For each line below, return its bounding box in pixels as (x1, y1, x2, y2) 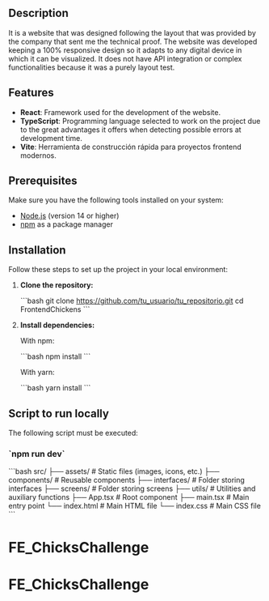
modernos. (19, 150, 57, 160)
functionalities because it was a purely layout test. (8, 62, 175, 72)
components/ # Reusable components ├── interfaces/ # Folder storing (8, 475, 245, 485)
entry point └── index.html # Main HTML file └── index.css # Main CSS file (8, 501, 261, 511)
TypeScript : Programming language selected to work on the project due (19, 116, 261, 126)
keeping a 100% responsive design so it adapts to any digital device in (8, 45, 242, 55)
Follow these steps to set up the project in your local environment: (8, 265, 229, 275)
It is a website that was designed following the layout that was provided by (8, 28, 256, 37)
